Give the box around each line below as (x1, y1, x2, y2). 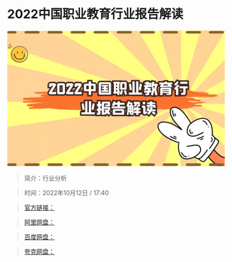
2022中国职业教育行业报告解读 (7, 6, 184, 22)
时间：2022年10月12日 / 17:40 (23, 188, 109, 197)
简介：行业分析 (23, 174, 67, 182)
